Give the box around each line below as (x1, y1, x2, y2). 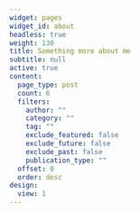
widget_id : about (9, 22, 75, 31)
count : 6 (17, 88, 51, 97)
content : (9, 72, 42, 81)
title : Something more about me (9, 47, 131, 56)
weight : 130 (9, 38, 54, 48)
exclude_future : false (25, 139, 111, 148)
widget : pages (9, 13, 63, 23)
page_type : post (17, 80, 79, 89)
